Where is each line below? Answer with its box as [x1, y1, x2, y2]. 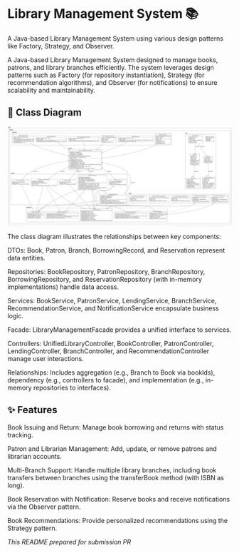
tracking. [7, 430, 33, 439]
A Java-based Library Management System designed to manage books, [7, 55, 218, 64]
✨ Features [7, 404, 58, 416]
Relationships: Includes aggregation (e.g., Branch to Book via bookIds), [7, 368, 216, 377]
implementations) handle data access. [7, 283, 119, 291]
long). [7, 481, 25, 489]
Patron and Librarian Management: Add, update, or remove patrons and [7, 444, 217, 453]
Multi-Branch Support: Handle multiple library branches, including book [7, 465, 217, 475]
